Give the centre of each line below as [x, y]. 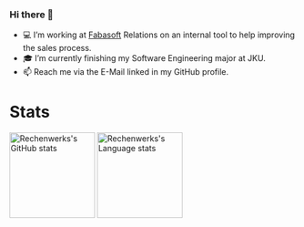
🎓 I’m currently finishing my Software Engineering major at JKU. [144, 58]
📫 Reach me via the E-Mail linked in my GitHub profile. [126, 72]
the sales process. [57, 48]
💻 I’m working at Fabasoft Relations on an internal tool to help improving [159, 35]
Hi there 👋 [32, 15]
